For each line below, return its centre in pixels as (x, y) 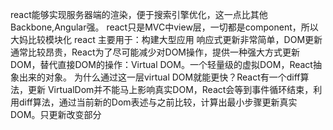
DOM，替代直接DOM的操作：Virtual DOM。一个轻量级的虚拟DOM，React (161, 64)
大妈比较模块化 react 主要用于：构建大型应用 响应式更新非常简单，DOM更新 (166, 39)
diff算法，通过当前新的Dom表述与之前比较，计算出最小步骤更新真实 (158, 102)
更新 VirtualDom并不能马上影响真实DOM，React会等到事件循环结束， (170, 89)
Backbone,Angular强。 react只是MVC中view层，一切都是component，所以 (164, 27)
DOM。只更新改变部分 (56, 114)
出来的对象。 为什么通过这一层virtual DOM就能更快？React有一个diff (159, 77)
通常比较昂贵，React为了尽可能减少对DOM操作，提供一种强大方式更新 (155, 52)
